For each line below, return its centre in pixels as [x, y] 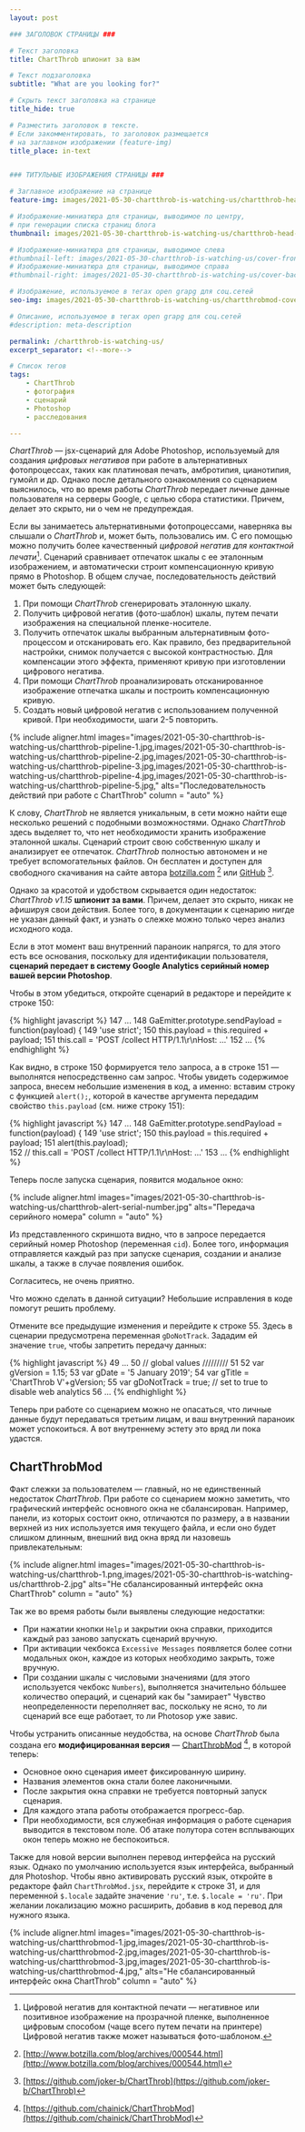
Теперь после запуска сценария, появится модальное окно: [126, 1179]
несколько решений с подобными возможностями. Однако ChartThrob [148, 823]
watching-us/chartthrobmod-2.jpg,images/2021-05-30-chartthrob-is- [140, 1952]
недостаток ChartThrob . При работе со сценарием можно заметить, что [150, 1499]
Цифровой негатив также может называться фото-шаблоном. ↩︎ [147, 2036]
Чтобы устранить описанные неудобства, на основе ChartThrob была [144, 1733]
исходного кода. [41, 928]
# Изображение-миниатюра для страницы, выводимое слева [117, 250]
